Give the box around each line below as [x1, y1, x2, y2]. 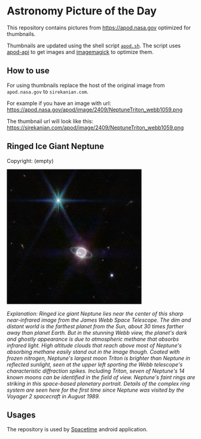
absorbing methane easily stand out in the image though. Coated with [7, 348, 180, 355]
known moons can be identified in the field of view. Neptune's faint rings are [7, 373, 196, 381]
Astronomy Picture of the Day [7, 4, 157, 18]
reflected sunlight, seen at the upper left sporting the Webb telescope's [7, 361, 183, 368]
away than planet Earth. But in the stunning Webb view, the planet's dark [7, 329, 187, 336]
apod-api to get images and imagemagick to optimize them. [7, 48, 154, 55]
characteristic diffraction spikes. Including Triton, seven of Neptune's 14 [7, 367, 185, 374]
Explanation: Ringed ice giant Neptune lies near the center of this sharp [7, 310, 184, 317]
